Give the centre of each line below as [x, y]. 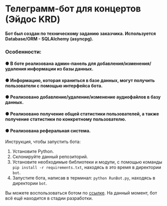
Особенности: [23, 51]
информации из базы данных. [60, 69]
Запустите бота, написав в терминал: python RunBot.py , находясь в [84, 178]
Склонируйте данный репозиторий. [50, 157]
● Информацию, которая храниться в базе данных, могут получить [80, 80]
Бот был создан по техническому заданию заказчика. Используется [81, 33]
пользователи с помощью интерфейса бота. [54, 85]
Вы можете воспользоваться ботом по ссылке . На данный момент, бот [81, 193]
